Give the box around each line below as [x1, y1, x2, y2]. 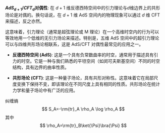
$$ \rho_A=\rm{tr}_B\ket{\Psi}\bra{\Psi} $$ [39, 122, 127, 129]
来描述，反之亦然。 [5, 18, 45, 24]
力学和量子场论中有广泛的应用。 [12, 87, 78, 93]
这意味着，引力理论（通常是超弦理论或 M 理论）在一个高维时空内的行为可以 [5, 28, 160, 34]
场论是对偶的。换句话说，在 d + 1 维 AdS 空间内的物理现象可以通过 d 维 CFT [5, 12, 160, 18]
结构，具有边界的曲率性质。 [12, 64, 69, 70]
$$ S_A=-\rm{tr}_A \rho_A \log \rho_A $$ [42, 106, 125, 112]
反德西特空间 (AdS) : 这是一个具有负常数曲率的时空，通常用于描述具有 [12, 52, 154, 58]
